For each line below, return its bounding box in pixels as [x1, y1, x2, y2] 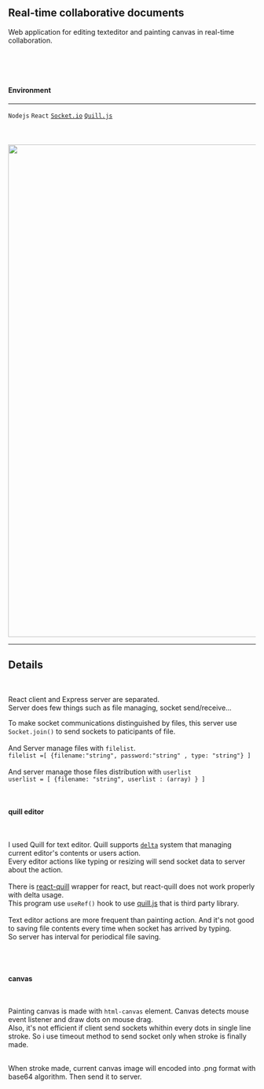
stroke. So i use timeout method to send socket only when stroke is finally [8, 1031, 247, 1041]
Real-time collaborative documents [8, 6, 185, 20]
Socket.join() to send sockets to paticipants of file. [8, 727, 176, 736]
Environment [8, 86, 51, 95]
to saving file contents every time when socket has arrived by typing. [8, 924, 232, 933]
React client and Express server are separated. [8, 694, 159, 704]
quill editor [8, 807, 45, 816]
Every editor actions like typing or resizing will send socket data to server [8, 857, 246, 866]
